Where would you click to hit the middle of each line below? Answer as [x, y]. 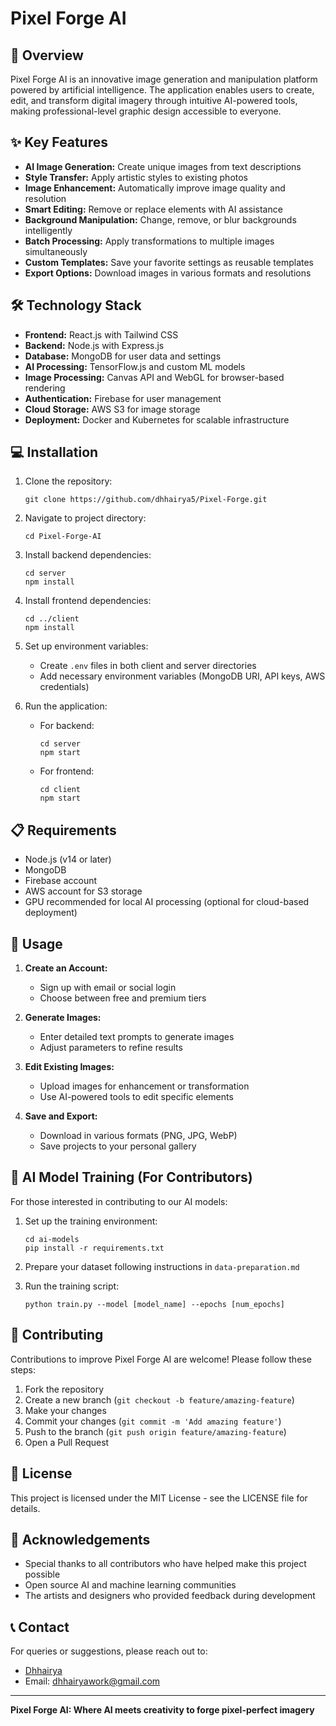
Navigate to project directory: [85, 518]
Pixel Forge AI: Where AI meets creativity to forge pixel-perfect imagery [162, 1710]
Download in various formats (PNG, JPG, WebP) [138, 1136]
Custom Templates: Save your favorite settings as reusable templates [169, 262]
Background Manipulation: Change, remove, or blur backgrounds [160, 219]
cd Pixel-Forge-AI [63, 537]
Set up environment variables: [86, 646]
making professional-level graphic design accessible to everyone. [146, 111]
